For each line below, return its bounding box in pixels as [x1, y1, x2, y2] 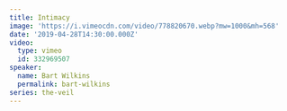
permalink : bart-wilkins [17, 80, 111, 89]
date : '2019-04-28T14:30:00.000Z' [9, 30, 139, 38]
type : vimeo [17, 47, 63, 55]
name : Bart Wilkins [17, 72, 91, 81]
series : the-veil [9, 88, 75, 97]
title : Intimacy [9, 13, 70, 22]
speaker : [9, 64, 42, 73]
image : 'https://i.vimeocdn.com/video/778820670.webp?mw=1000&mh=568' [9, 21, 280, 30]
